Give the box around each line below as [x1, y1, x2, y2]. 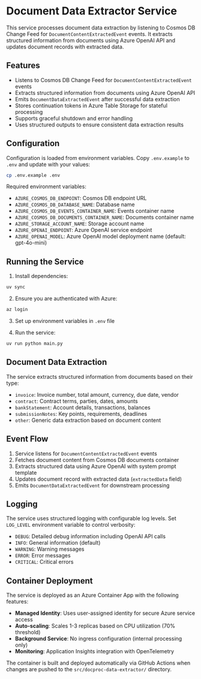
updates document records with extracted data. [6, 43, 124, 50]
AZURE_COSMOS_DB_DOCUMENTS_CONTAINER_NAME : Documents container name [14, 214, 194, 221]
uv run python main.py [6, 340, 63, 346]
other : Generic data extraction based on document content [14, 417, 161, 424]
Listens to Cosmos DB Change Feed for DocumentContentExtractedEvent [14, 76, 192, 83]
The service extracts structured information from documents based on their [6, 373, 193, 380]
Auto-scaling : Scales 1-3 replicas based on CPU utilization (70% [14, 622, 176, 630]
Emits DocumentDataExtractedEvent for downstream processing [14, 481, 170, 489]
